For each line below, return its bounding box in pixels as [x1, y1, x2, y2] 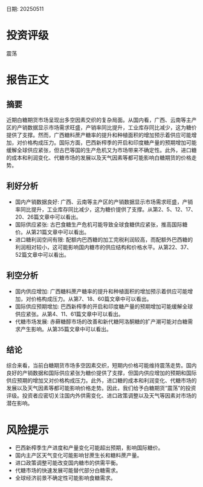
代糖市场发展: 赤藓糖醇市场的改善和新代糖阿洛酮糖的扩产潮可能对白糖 [14, 318, 188, 325]
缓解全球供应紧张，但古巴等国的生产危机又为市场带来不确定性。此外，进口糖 [6, 146, 197, 153]
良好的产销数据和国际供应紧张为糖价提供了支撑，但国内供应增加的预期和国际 [6, 369, 197, 376]
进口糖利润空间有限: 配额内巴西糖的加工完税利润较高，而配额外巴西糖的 [14, 236, 193, 243]
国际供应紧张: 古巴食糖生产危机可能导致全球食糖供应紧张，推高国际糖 [14, 221, 188, 228]
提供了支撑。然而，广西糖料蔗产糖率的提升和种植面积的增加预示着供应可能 [6, 131, 192, 138]
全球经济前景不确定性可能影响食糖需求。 [14, 474, 116, 482]
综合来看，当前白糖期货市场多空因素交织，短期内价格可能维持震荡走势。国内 [6, 362, 197, 369]
